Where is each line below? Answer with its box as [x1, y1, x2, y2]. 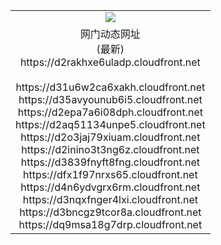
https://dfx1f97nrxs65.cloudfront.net [23, 167, 198, 181]
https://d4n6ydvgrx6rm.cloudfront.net [20, 180, 201, 194]
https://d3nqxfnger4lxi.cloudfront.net [22, 192, 198, 206]
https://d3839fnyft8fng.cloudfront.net [20, 155, 200, 169]
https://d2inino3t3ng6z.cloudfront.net [21, 142, 200, 156]
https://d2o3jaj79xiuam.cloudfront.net [20, 130, 201, 144]
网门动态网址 [79, 27, 141, 41]
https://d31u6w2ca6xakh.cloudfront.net [15, 80, 206, 94]
